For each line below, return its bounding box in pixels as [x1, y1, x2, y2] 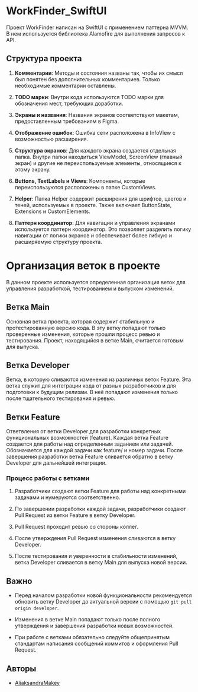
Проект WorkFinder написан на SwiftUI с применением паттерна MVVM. [6, 24, 189, 31]
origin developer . [14, 604, 59, 612]
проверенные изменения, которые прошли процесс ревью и [6, 331, 160, 338]
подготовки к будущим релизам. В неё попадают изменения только [6, 389, 178, 396]
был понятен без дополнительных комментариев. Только [14, 75, 161, 82]
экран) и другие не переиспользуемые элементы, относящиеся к [14, 159, 182, 167]
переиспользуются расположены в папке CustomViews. [14, 183, 157, 191]
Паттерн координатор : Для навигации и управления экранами [14, 219, 176, 226]
